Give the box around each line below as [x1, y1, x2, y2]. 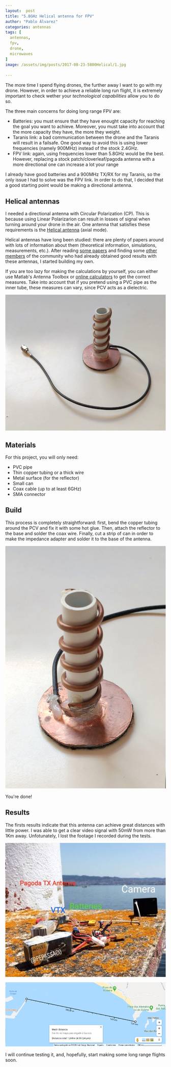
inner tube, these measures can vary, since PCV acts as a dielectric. [5, 285, 149, 291]
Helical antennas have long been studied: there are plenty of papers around [5, 237, 164, 243]
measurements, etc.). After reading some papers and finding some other [5, 247, 157, 254]
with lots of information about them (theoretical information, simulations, [5, 242, 157, 249]
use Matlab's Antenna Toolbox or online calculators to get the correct [5, 274, 151, 280]
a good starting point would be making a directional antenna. [5, 182, 133, 188]
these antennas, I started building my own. [5, 258, 95, 265]
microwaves [10, 51, 33, 56]
